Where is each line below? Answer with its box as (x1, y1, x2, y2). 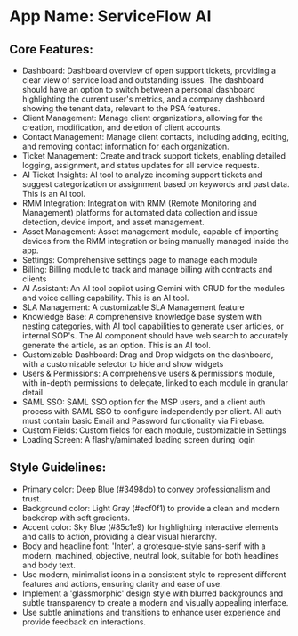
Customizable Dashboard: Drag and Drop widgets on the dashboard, (21, 349, 274, 360)
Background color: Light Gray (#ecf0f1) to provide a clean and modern (21, 502, 280, 513)
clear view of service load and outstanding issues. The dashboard (21, 75, 265, 86)
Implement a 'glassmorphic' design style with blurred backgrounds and (21, 588, 284, 599)
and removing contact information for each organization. (21, 141, 230, 151)
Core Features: (9, 42, 93, 57)
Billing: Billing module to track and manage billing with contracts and (21, 265, 273, 274)
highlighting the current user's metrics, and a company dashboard (21, 94, 265, 104)
